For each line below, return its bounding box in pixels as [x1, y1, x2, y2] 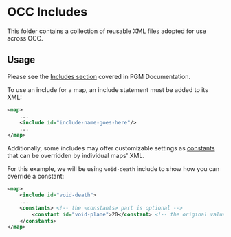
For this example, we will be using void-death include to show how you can [7, 165, 220, 173]
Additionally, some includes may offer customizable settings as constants [7, 144, 215, 153]
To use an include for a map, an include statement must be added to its [7, 85, 208, 93]
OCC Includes [7, 4, 88, 20]
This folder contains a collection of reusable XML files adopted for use [7, 27, 206, 35]
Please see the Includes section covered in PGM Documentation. [7, 72, 191, 80]
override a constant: [7, 172, 65, 181]
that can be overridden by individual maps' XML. [7, 152, 145, 160]
